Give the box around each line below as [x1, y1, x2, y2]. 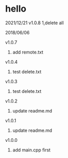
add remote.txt [12, 49, 44, 55]
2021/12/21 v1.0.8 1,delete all [5, 20, 64, 26]
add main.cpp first [12, 147, 51, 153]
